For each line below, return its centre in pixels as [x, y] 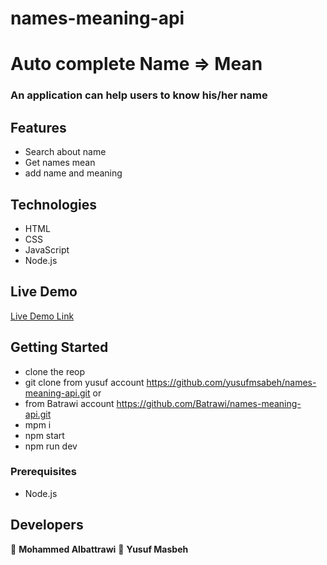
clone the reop [55, 371]
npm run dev [51, 446]
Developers [47, 525]
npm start [44, 435]
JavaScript [47, 249]
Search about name [65, 152]
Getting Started [59, 347]
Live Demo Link [42, 316]
